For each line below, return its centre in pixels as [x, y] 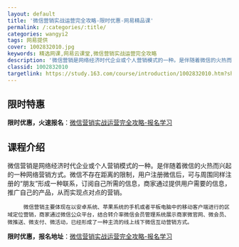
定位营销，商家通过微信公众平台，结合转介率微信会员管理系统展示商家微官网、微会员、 [121, 215]
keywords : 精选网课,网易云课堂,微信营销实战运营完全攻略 [82, 54]
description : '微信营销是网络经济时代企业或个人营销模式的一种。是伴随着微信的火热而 [120, 61]
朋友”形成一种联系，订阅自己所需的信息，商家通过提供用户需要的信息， [127, 184]
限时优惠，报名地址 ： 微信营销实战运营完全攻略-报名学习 [90, 236]
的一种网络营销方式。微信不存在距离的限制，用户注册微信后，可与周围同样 [116, 174]
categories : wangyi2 [38, 34]
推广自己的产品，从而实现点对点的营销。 [67, 192]
